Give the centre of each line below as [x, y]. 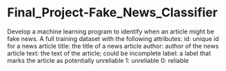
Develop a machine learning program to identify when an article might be [111, 31]
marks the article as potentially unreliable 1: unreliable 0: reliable [98, 60]
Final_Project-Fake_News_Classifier [113, 13]
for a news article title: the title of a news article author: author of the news [113, 46]
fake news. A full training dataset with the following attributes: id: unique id [113, 38]
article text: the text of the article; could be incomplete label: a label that [109, 53]
